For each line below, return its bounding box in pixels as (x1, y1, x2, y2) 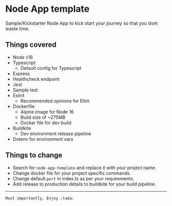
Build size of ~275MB (20, 114, 66, 120)
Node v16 (12, 54, 33, 60)
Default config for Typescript (20, 65, 82, 71)
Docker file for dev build (20, 119, 72, 126)
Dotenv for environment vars (12, 136, 73, 142)
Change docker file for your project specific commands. (12, 170, 131, 176)
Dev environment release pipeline (20, 130, 91, 137)
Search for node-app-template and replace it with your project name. (12, 164, 157, 171)
